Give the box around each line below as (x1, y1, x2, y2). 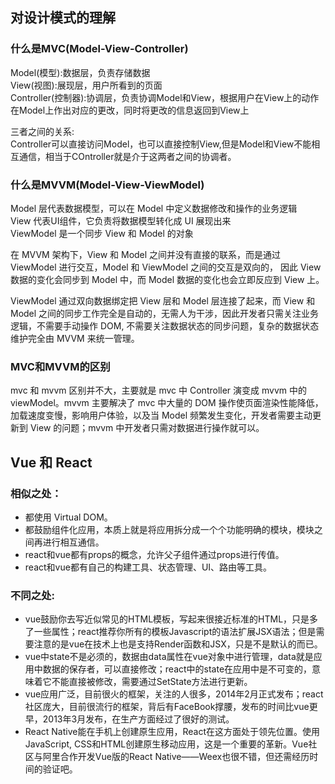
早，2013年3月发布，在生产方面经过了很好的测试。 (24, 713, 235, 725)
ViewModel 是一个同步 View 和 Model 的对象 (10, 227, 194, 239)
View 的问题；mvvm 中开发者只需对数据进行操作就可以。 (29, 422, 265, 434)
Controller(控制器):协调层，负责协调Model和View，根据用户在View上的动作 (10, 91, 320, 103)
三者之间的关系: (10, 125, 75, 137)
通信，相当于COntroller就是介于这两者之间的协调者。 (18, 150, 237, 162)
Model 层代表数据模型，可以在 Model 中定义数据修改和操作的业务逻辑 (10, 202, 298, 214)
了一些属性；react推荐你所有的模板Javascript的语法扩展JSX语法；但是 (24, 626, 317, 638)
